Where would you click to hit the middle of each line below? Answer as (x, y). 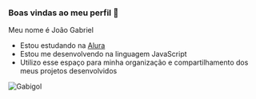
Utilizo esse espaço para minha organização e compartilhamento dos (134, 62)
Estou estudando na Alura (62, 46)
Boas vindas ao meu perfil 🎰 (64, 13)
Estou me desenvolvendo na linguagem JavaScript (103, 54)
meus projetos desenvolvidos (68, 71)
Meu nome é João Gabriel (51, 30)
